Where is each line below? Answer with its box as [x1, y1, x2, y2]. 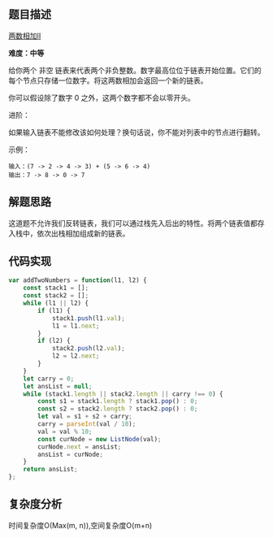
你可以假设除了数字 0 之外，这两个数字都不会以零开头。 [8, 93, 195, 102]
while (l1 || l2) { [23, 299, 89, 307]
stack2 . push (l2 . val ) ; [51, 345, 126, 353]
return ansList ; [23, 466, 79, 474]
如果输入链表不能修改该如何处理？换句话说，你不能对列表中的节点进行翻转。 [8, 127, 265, 137]
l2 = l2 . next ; [51, 352, 100, 360]
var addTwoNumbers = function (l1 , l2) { [8, 276, 148, 284]
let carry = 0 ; [23, 375, 75, 383]
